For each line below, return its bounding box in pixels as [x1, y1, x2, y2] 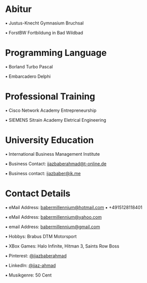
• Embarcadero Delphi [5, 73, 51, 79]
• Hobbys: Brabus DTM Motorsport [5, 233, 77, 239]
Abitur [5, 3, 32, 15]
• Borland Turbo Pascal [5, 63, 53, 69]
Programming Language [5, 47, 107, 58]
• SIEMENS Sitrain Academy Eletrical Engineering [5, 117, 107, 123]
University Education [5, 135, 94, 146]
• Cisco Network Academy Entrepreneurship [5, 107, 97, 113]
